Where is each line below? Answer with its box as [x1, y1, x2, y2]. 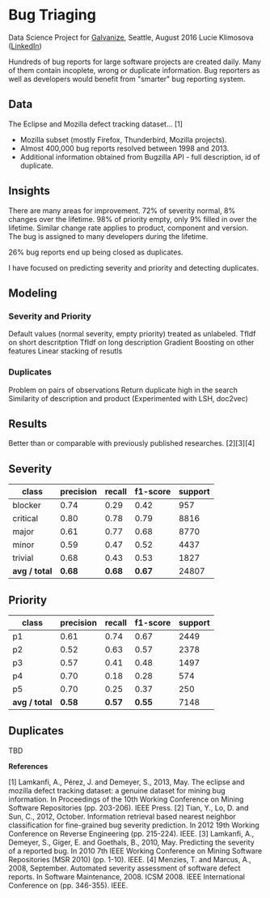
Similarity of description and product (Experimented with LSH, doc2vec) [8, 393, 248, 403]
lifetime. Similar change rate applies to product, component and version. [8, 223, 249, 233]
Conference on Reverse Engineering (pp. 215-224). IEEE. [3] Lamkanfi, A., [8, 828, 255, 838]
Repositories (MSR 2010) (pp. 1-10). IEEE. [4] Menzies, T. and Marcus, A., [8, 854, 252, 864]
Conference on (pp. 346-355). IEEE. [8, 880, 129, 890]
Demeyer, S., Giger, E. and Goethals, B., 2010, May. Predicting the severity [8, 837, 255, 847]
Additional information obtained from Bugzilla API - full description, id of [19, 152, 260, 161]
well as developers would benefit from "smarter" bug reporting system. [8, 74, 246, 83]
